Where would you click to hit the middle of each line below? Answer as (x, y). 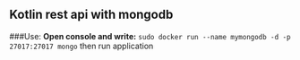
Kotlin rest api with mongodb (91, 15)
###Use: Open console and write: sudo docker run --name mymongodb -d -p (150, 36)
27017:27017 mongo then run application (81, 46)
